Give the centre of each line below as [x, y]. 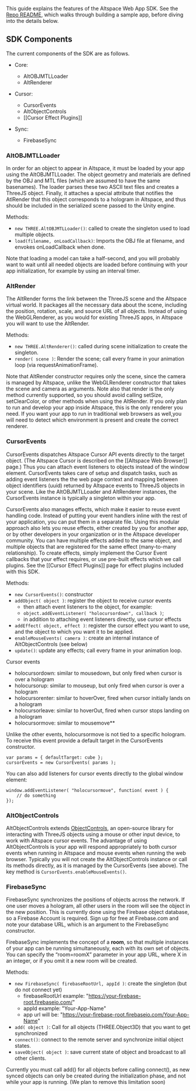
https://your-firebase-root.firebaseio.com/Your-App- [126, 1015]
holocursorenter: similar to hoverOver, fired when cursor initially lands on [102, 698]
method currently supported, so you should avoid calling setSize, [85, 395]
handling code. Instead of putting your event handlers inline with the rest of [97, 515]
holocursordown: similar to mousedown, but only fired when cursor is [98, 673]
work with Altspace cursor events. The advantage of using [77, 840]
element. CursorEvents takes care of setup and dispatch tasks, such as [92, 473]
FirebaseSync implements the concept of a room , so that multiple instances [97, 942]
